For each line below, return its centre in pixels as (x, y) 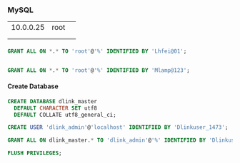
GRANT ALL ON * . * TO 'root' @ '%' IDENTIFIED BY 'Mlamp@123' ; (99, 70)
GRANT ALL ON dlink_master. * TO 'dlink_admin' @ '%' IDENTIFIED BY (107, 140)
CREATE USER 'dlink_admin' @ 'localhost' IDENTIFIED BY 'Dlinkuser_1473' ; (118, 127)
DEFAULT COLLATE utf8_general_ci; (65, 115)
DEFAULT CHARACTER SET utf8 (56, 108)
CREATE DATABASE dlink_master (52, 101)
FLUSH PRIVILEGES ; (35, 153)
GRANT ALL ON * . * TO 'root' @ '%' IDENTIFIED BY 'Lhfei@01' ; (97, 51)
